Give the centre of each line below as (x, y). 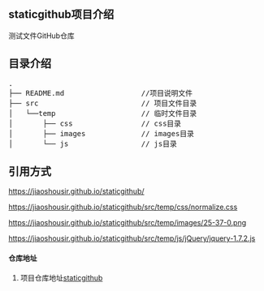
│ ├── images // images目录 (102, 133)
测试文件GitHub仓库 (41, 36)
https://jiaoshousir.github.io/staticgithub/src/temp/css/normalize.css (123, 207)
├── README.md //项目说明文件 (101, 93)
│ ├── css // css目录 (95, 123)
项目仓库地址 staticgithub (61, 277)
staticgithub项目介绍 (61, 15)
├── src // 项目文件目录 (103, 103)
